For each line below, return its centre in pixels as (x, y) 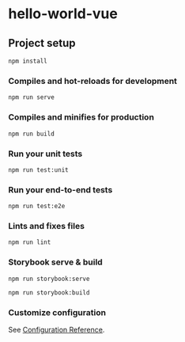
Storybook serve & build (55, 262)
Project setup (42, 43)
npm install (28, 61)
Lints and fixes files (47, 226)
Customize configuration (57, 312)
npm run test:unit (38, 170)
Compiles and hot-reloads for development (93, 81)
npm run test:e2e (37, 207)
